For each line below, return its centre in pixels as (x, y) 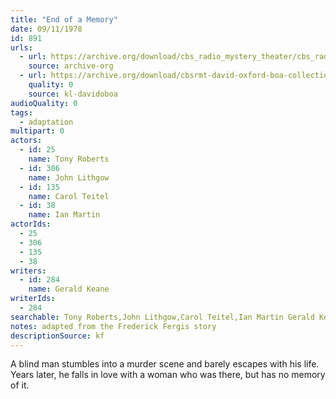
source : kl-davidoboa (73, 94)
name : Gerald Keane (69, 289)
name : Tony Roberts (69, 159)
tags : (21, 112)
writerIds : (33, 299)
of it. (20, 385)
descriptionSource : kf (57, 336)
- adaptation (46, 122)
